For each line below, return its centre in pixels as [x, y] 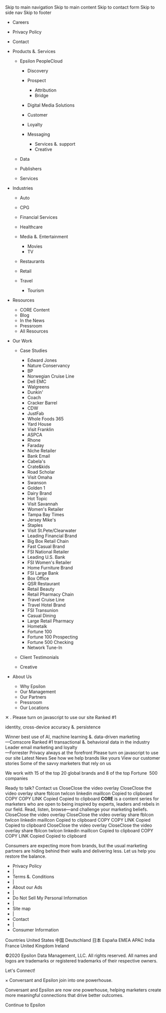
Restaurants [32, 261]
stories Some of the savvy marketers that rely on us [58, 763]
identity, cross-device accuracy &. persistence [53, 727]
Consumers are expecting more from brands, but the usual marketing [76, 846]
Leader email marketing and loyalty [41, 747]
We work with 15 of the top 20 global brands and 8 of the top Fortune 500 [82, 773]
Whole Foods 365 [45, 419]
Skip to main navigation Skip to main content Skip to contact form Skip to [80, 7]
